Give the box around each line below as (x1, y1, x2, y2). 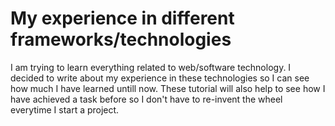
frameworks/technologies (10, 28, 232, 51)
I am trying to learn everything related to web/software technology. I (10, 61, 292, 73)
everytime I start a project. (10, 103, 120, 116)
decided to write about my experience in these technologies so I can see (10, 72, 310, 84)
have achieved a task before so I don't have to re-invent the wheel (10, 93, 283, 105)
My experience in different (10, 7, 235, 30)
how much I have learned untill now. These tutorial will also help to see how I (10, 82, 326, 94)
